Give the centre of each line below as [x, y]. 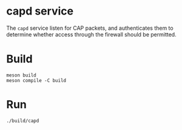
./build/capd [23, 121]
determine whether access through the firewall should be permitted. [92, 34]
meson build [21, 75]
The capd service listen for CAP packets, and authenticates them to [90, 28]
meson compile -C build [36, 80]
